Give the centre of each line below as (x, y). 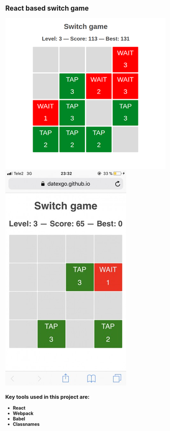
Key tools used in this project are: (48, 397)
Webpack (23, 413)
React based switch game (47, 8)
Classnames (26, 424)
